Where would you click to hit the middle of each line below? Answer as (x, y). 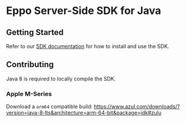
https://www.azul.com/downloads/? (137, 107)
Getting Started (35, 32)
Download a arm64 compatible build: (49, 107)
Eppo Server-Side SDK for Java (84, 11)
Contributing (30, 65)
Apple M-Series (29, 93)
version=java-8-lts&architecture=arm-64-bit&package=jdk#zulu (84, 113)
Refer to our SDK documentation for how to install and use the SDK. (88, 46)
